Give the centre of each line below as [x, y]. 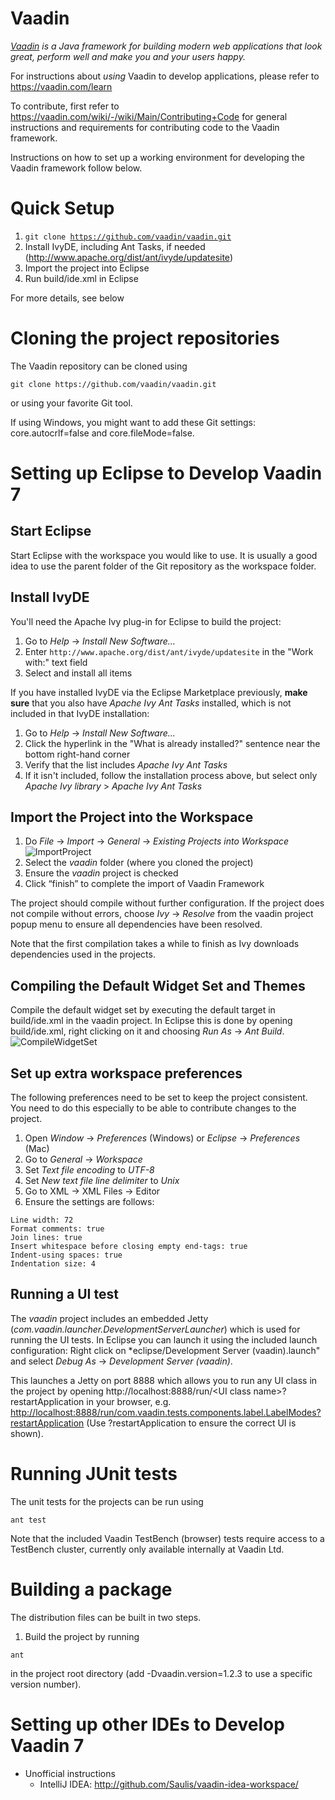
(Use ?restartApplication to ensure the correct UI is [191, 1423]
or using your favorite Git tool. [71, 403]
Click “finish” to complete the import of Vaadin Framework [144, 884]
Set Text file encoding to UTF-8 [89, 1170]
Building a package [91, 1589]
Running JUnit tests [94, 1474]
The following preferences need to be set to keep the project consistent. [159, 1098]
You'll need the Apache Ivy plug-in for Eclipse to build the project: [146, 621]
